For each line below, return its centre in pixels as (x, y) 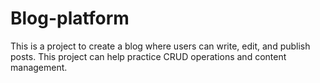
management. (39, 67)
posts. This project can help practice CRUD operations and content (148, 56)
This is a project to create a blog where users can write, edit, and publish (160, 46)
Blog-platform (70, 18)
